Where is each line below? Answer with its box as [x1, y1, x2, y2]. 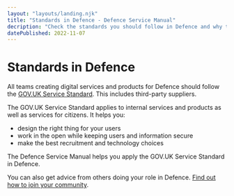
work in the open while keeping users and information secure [17, 131, 194, 140]
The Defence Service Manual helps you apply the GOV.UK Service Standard [7, 152, 225, 161]
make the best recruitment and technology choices [17, 139, 164, 147]
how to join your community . [7, 181, 89, 189]
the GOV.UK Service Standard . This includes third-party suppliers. [7, 90, 197, 98]
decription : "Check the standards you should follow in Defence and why [7, 23, 223, 30]
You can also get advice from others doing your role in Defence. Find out [7, 173, 216, 181]
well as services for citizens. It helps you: [7, 111, 125, 119]
